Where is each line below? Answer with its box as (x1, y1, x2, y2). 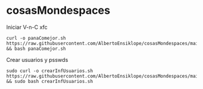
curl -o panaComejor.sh (6, 35, 66, 41)
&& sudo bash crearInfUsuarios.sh (6, 78, 94, 84)
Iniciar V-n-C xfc (6, 23, 48, 31)
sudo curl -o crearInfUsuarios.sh (6, 67, 94, 74)
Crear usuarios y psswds (6, 56, 68, 63)
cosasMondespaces (6, 4, 111, 17)
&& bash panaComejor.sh (6, 46, 66, 52)
